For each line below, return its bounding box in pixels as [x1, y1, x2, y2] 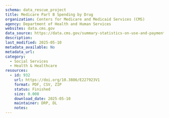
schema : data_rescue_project [5, 7, 66, 13]
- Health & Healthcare [10, 63, 57, 68]
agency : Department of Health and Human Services [5, 21, 112, 27]
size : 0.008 [14, 91, 39, 96]
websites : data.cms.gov [5, 26, 55, 31]
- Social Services [10, 59, 49, 64]
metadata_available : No [5, 45, 55, 50]
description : [5, 36, 33, 41]
